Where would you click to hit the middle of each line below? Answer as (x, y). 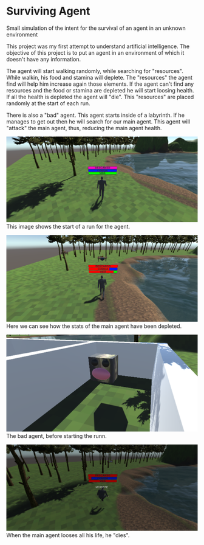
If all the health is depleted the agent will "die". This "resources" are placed (100, 97)
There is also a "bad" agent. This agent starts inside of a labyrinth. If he (96, 115)
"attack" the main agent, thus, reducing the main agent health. (84, 128)
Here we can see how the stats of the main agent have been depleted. (94, 326)
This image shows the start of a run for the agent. (68, 227)
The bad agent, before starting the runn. (57, 436)
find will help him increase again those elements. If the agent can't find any (100, 84)
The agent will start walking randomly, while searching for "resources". (95, 71)
